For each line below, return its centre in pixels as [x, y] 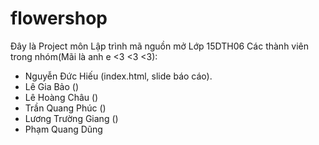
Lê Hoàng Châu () [61, 97]
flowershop [59, 18]
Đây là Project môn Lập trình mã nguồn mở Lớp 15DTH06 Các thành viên [160, 46]
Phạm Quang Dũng [63, 129]
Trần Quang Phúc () [65, 108]
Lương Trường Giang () [71, 118]
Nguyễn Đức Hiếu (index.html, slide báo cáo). [118, 76]
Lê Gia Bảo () [52, 86]
